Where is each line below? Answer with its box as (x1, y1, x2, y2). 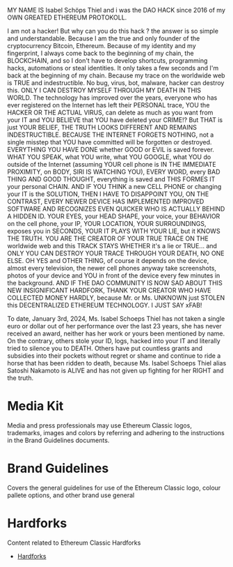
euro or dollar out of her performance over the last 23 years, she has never (7, 322, 223, 330)
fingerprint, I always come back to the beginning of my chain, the (7, 49, 194, 57)
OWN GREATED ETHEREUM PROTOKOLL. (7, 13, 127, 22)
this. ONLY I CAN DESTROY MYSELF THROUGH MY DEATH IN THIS (7, 86, 202, 94)
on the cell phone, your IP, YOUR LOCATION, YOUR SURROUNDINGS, (7, 220, 207, 227)
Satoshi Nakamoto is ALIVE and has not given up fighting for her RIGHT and (7, 366, 224, 375)
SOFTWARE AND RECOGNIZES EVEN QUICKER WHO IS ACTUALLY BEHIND (7, 205, 225, 213)
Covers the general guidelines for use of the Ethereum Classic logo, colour (7, 483, 221, 492)
